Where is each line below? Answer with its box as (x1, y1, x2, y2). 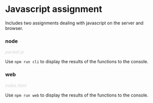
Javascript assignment (5, 3, 102, 15)
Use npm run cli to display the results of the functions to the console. (5, 59, 149, 65)
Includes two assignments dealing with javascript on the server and (5, 20, 144, 26)
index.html (5, 82, 27, 88)
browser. (5, 25, 23, 31)
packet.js (5, 49, 24, 55)
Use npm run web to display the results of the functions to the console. (5, 92, 149, 98)
